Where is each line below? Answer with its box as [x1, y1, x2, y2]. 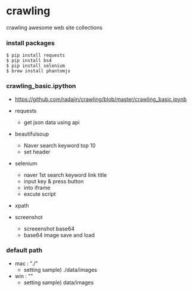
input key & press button [23, 177, 84, 185]
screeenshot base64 [23, 225, 75, 232]
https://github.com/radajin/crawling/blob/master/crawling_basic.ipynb [14, 96, 187, 103]
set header [23, 148, 51, 155]
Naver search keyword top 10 [23, 142, 96, 149]
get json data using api [23, 118, 80, 126]
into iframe [23, 184, 51, 191]
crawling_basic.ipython [6, 82, 76, 90]
